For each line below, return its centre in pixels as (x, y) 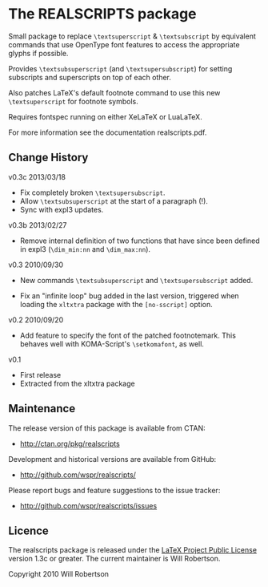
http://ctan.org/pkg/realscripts (70, 443)
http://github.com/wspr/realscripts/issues (88, 505)
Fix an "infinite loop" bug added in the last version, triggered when (129, 296)
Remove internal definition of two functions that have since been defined (140, 241)
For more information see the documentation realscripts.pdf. (108, 132)
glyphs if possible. (38, 53)
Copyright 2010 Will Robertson (59, 574)
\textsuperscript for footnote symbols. (73, 101)
